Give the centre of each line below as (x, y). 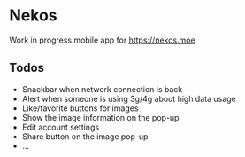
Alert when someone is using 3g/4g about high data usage (129, 98)
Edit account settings (61, 127)
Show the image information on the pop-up (100, 117)
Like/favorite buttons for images (80, 108)
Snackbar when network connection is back (102, 89)
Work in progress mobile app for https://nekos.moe (103, 40)
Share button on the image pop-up (85, 136)
